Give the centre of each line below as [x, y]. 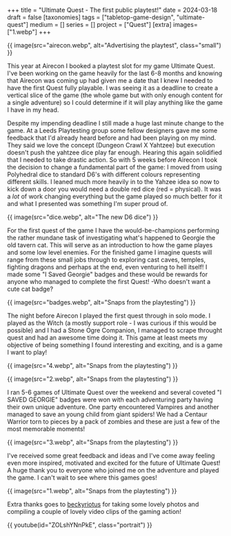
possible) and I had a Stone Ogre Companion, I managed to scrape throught [115, 330]
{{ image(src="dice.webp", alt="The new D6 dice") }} [83, 217]
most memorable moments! [46, 429]
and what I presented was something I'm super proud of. [88, 204]
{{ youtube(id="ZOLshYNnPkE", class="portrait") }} [80, 525]
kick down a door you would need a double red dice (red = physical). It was [114, 189]
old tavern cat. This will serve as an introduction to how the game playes [110, 245]
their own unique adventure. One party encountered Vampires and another [113, 407]
